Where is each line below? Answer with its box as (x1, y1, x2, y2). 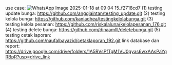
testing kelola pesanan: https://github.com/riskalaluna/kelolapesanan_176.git (5, 21, 166, 27)
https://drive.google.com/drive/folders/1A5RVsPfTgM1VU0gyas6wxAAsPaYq (5, 49, 167, 54)
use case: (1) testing (5, 5, 163, 11)
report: (5, 43, 20, 49)
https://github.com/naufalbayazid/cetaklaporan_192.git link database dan (5, 37, 160, 44)
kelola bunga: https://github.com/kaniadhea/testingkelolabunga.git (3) (5, 16, 154, 21)
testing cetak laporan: (5, 32, 51, 38)
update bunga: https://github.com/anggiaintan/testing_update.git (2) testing (5, 10, 165, 16)
